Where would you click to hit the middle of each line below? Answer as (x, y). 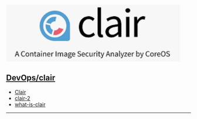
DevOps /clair (31, 78)
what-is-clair (30, 104)
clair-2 (22, 98)
